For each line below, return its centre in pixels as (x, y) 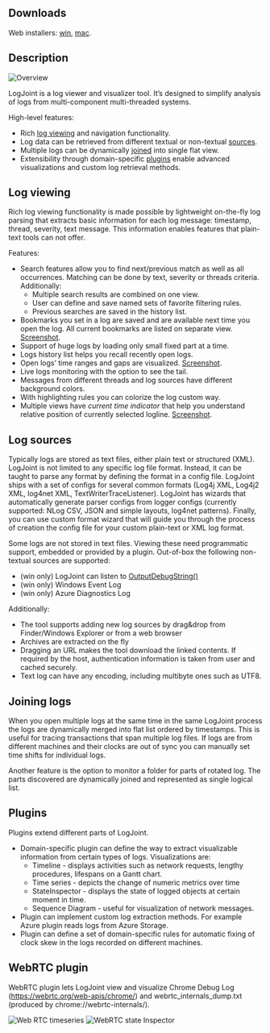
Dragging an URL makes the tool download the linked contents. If (128, 650)
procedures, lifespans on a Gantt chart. (97, 873)
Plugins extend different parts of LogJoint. (79, 832)
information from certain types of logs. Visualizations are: (115, 856)
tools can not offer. (54, 238)
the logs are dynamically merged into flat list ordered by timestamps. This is (134, 730)
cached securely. (49, 668)
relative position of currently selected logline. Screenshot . (116, 414)
